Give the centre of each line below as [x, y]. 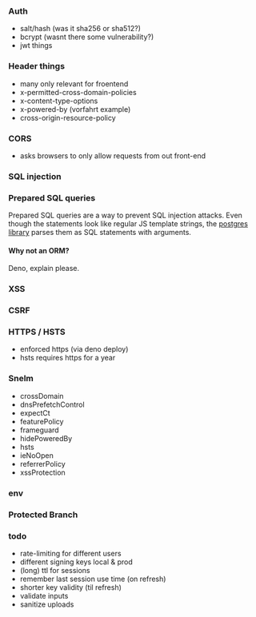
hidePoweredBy [46, 438]
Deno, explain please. [44, 269]
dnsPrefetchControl [52, 404]
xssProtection [42, 472]
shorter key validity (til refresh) [71, 587]
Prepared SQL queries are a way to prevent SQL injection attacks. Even [125, 215]
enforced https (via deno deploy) [74, 349]
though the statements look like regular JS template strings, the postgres [128, 224]
